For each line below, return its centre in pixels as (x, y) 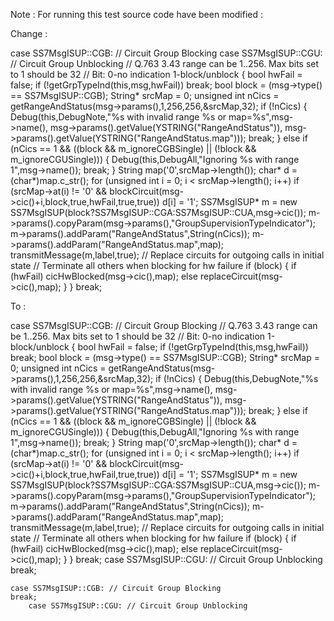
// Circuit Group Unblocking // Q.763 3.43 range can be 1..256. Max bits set (165, 63)
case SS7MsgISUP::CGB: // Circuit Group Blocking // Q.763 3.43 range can (164, 325)
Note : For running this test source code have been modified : (137, 14)
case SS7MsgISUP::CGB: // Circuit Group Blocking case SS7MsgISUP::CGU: (166, 53)
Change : (29, 33)
